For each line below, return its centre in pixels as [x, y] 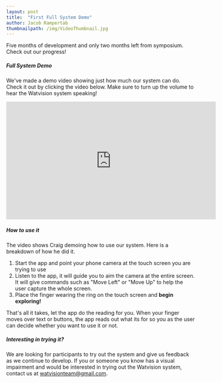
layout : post [22, 12]
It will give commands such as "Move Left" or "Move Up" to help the [99, 282]
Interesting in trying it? [35, 339]
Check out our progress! [36, 52]
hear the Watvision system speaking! [52, 93]
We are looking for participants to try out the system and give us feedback [98, 354]
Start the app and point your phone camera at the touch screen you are [103, 263]
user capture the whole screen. [54, 288]
